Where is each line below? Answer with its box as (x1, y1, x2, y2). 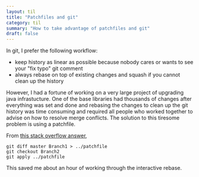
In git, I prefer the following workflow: (6, 47, 98, 54)
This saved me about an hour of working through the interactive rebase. (6, 165, 182, 172)
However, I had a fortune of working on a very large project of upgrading (6, 89, 184, 96)
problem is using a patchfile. (6, 121, 76, 128)
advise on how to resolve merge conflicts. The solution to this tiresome (6, 114, 180, 122)
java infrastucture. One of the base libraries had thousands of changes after (6, 96, 192, 103)
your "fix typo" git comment (14, 65, 83, 72)
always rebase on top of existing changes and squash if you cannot (14, 71, 181, 78)
